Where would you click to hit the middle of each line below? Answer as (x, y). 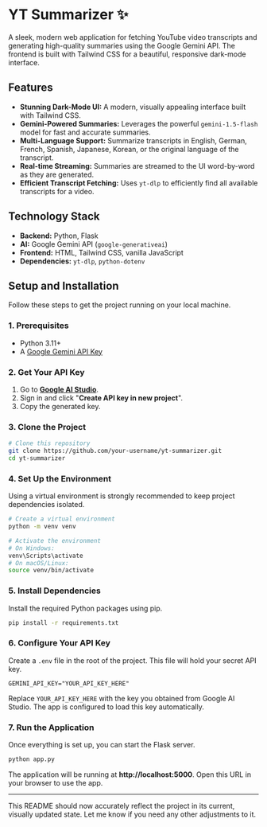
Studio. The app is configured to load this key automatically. (106, 707)
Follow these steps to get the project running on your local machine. (120, 305)
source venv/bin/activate (51, 571)
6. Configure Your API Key (60, 643)
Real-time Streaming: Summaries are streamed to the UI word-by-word (137, 166)
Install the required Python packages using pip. (85, 608)
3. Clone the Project (47, 427)
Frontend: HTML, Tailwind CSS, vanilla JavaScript (102, 252)
